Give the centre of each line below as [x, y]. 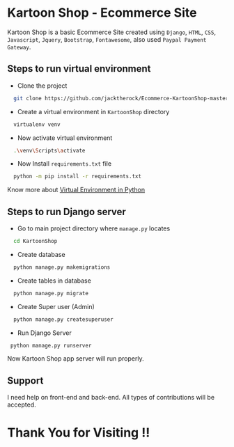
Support [25, 381]
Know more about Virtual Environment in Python [76, 190]
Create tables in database [54, 281]
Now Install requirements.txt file [64, 164]
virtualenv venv [37, 124]
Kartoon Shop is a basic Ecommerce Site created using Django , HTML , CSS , [111, 32]
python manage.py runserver [51, 345]
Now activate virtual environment [65, 138]
